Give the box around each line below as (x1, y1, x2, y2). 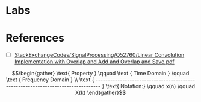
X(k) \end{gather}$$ (75, 89, 126, 97)
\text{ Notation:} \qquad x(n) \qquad (105, 83, 196, 90)
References (5, 31, 64, 45)
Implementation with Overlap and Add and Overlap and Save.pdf (14, 58, 175, 65)
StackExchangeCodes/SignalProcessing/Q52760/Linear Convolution (14, 51, 185, 59)
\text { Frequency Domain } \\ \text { (5, 76, 94, 83)
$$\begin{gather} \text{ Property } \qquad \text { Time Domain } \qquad (11, 70, 190, 77)
